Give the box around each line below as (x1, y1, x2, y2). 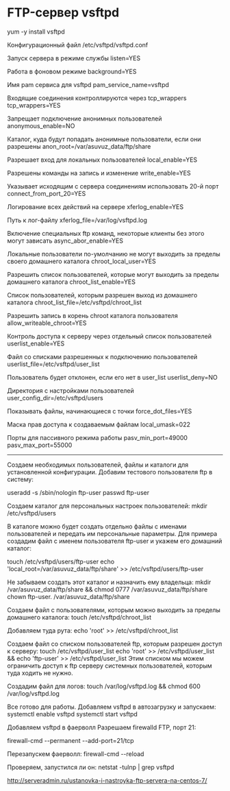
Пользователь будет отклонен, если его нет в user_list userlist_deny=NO (7, 373, 218, 381)
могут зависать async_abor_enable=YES (7, 236, 123, 245)
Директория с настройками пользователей (7, 386, 135, 395)
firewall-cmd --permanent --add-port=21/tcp (7, 736, 135, 744)
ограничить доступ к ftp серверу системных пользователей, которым (7, 661, 212, 670)
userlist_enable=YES (7, 339, 65, 348)
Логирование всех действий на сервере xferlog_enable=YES (7, 202, 183, 210)
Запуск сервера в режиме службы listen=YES (7, 53, 141, 62)
